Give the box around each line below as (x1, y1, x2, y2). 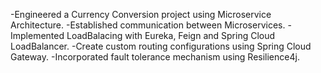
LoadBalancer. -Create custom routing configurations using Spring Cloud (10, 40, 312, 52)
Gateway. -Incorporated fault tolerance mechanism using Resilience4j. (10, 51, 300, 63)
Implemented (10, 30, 65, 41)
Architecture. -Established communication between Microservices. (10, 19, 286, 31)
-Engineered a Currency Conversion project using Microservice (10, 9, 272, 20)
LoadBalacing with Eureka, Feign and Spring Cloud (66, 30, 276, 41)
